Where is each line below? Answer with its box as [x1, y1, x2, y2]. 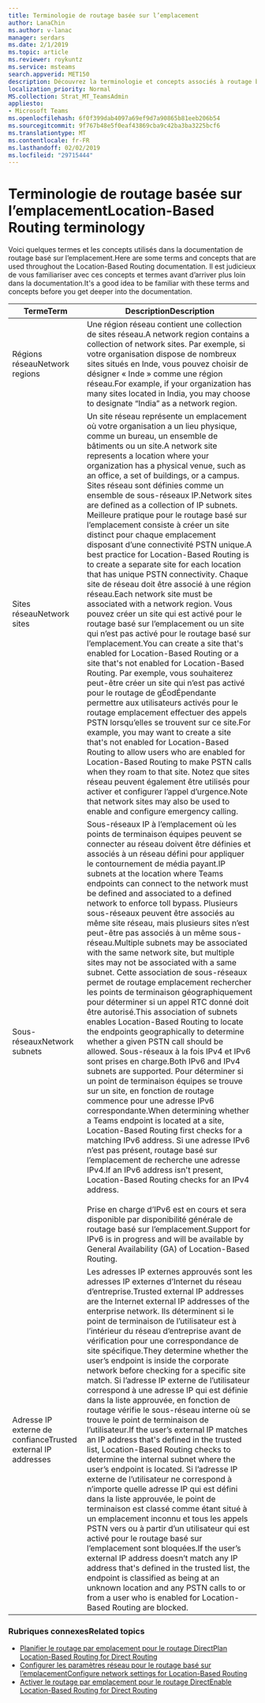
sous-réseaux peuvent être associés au [86, 908, 235, 919]
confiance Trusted [12, 1434, 77, 1445]
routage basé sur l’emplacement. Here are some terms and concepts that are [8, 254, 256, 263]
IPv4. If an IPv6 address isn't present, [86, 1165, 223, 1176]
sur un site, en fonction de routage [86, 1086, 215, 1097]
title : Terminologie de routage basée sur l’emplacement [8, 11, 200, 20]
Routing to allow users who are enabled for [86, 747, 246, 758]
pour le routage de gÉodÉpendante [86, 688, 217, 699]
